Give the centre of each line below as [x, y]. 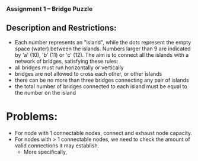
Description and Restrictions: [61, 28]
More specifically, [45, 152]
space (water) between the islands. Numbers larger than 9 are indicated [103, 49]
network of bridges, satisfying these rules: [66, 61]
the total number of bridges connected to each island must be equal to [101, 86]
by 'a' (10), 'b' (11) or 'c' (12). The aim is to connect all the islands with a [102, 54]
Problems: [32, 116]
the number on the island [45, 92]
